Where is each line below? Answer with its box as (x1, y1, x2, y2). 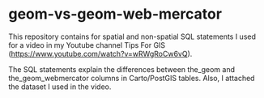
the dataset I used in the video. (8, 82, 112, 92)
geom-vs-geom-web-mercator (8, 5, 223, 23)
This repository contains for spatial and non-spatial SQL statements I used (8, 32, 257, 41)
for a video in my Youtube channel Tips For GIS (8, 40, 166, 49)
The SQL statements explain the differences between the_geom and (8, 64, 236, 74)
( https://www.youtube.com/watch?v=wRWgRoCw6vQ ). (8, 49, 193, 58)
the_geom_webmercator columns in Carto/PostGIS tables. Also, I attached (8, 73, 255, 83)
